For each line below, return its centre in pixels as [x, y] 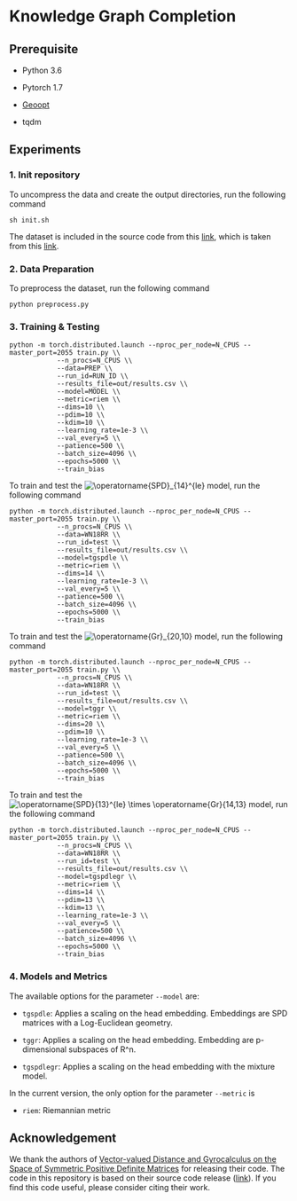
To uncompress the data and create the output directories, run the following [148, 194]
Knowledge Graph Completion [123, 16]
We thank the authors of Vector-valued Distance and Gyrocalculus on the [143, 1159]
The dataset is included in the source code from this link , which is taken [141, 236]
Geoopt [36, 105]
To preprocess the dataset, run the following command [109, 288]
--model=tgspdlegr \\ [97, 877]
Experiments [45, 149]
